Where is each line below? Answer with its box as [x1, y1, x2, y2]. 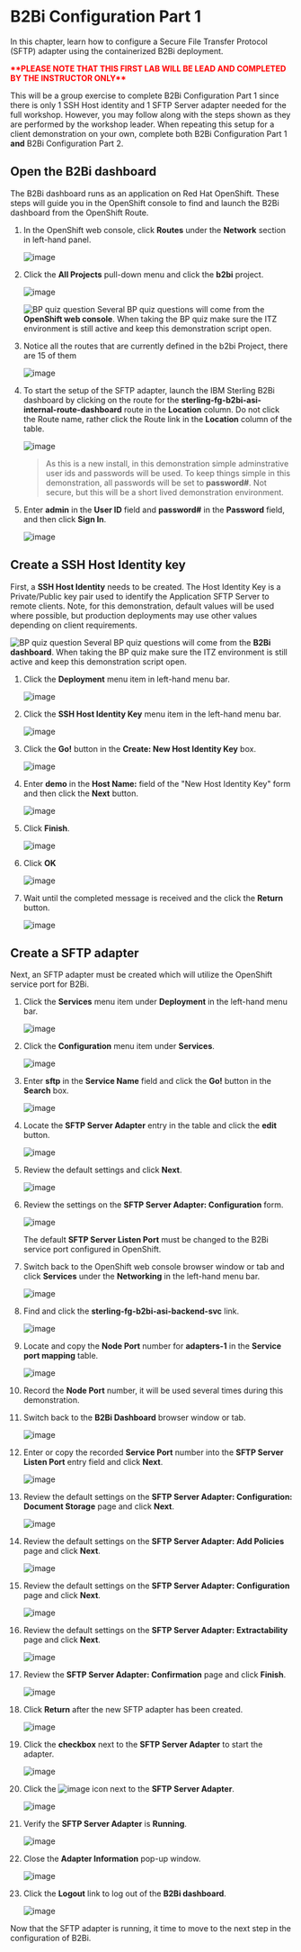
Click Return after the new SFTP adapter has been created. [22, 1704, 243, 1715]
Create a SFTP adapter [10, 945, 139, 961]
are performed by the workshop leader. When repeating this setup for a [10, 119, 275, 130]
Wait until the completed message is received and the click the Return [22, 892, 284, 903]
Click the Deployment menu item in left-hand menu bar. [22, 673, 230, 684]
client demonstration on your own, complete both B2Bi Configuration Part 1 [10, 128, 288, 139]
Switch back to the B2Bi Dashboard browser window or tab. [22, 1412, 246, 1423]
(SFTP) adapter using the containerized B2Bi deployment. [10, 45, 224, 56]
